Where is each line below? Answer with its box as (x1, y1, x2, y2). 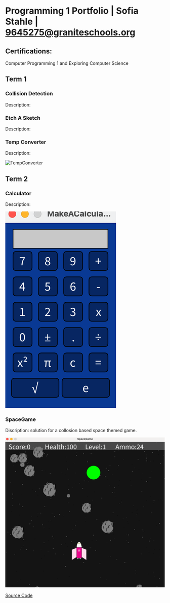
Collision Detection (5, 90, 53, 97)
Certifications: (5, 47, 52, 55)
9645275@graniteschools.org (5, 27, 136, 38)
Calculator (5, 190, 32, 197)
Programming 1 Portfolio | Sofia (5, 5, 139, 17)
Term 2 (5, 174, 28, 183)
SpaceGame (5, 416, 36, 423)
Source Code (5, 592, 33, 598)
